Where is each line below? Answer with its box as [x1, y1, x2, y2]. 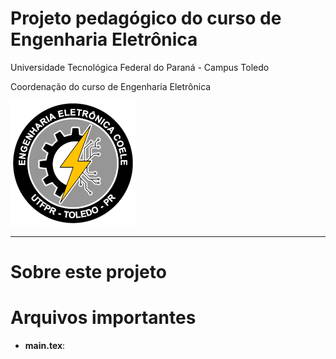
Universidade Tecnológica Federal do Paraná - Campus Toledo [10, 61, 270, 73]
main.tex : [24, 340, 66, 352]
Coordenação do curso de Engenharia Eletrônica [10, 80, 212, 92]
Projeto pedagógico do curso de [10, 7, 282, 30]
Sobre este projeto [10, 261, 167, 284]
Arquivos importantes [10, 307, 197, 329]
